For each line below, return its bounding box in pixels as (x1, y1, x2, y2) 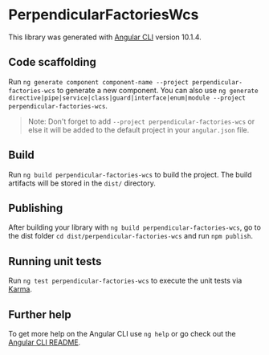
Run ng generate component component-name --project (8, 76, 189, 86)
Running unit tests (8, 255, 102, 268)
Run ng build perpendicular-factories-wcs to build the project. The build (8, 169, 252, 179)
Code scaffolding (8, 55, 96, 69)
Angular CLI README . (8, 337, 81, 347)
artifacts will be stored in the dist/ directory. (8, 178, 157, 188)
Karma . (8, 284, 32, 294)
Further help (8, 308, 72, 321)
